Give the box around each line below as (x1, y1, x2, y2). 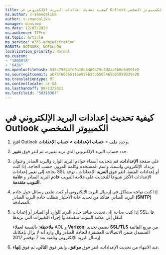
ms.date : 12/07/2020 (5, 26, 48, 31)
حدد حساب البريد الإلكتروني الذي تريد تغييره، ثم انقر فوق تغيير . (12, 149, 128, 155)
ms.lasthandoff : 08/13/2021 (5, 85, 64, 91)
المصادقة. (12, 199, 31, 205)
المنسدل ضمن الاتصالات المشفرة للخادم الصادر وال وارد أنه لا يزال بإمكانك (12, 229, 150, 235)
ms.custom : (5, 53, 28, 59)
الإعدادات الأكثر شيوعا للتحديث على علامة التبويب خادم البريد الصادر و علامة (12, 174, 152, 180)
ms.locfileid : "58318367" (5, 90, 59, 95)
